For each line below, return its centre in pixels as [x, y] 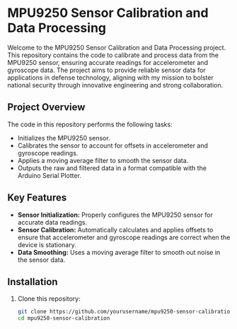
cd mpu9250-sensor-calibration [64, 318]
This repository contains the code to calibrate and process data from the [113, 55]
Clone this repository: [49, 299]
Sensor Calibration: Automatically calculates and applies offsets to [115, 229]
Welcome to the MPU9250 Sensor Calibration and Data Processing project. [117, 47]
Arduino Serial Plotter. [49, 175]
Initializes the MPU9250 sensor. [64, 138]
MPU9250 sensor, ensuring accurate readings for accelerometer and [108, 62]
